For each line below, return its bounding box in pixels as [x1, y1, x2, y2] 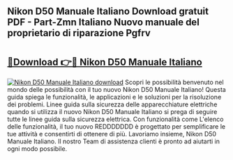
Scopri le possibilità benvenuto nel [124, 78, 225, 86]
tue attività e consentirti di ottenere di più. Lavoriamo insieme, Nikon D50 [7, 130, 217, 138]
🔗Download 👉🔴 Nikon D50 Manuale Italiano [7, 56, 202, 68]
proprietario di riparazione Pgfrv [7, 27, 151, 39]
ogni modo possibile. [7, 145, 68, 152]
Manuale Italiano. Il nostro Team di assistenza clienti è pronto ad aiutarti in [7, 137, 220, 145]
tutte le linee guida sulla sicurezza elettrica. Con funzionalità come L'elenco [7, 115, 224, 123]
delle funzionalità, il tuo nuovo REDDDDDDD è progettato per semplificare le [7, 122, 225, 131]
